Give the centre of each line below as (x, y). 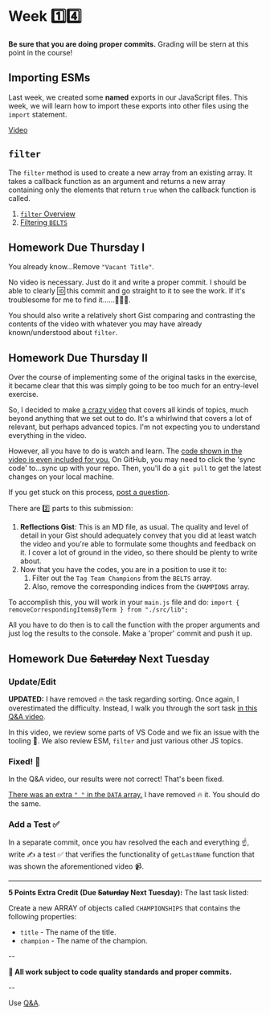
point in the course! (41, 52)
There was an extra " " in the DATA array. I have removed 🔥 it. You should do (134, 795)
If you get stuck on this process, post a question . (89, 493)
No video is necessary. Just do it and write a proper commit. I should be (127, 282)
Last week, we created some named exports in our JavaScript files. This (128, 97)
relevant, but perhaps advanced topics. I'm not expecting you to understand (134, 427)
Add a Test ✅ (34, 825)
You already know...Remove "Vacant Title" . (81, 267)
